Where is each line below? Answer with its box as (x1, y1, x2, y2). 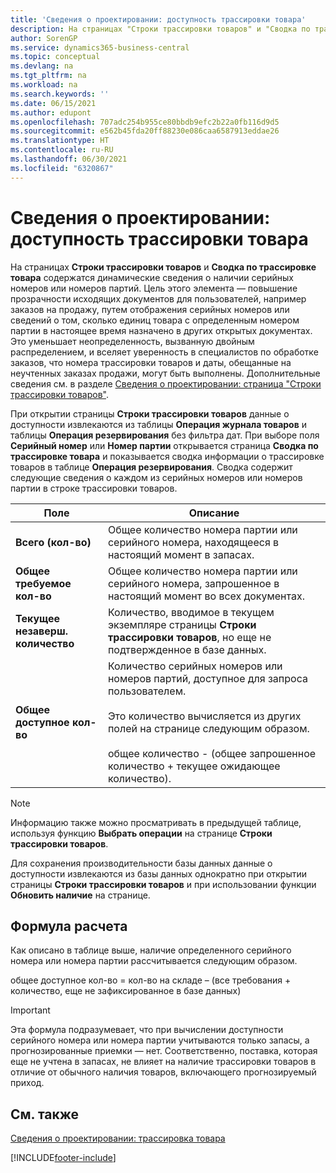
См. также (10, 1106, 80, 1123)
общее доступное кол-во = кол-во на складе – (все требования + (10, 974, 292, 986)
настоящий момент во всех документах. (107, 589, 305, 603)
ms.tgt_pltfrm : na (10, 71, 87, 81)
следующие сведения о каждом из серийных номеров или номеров (10, 471, 303, 483)
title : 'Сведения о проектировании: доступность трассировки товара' (10, 14, 307, 25)
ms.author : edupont (10, 107, 92, 118)
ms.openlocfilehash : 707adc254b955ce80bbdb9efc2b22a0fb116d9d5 (10, 117, 280, 127)
